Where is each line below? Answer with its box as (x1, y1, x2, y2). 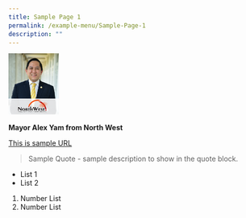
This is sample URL (8, 138, 73, 148)
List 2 (19, 178, 39, 187)
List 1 (19, 169, 38, 179)
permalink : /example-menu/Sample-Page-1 (8, 21, 147, 30)
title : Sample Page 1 (8, 13, 81, 21)
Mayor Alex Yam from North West (8, 122, 123, 132)
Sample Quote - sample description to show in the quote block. (27, 154, 239, 163)
